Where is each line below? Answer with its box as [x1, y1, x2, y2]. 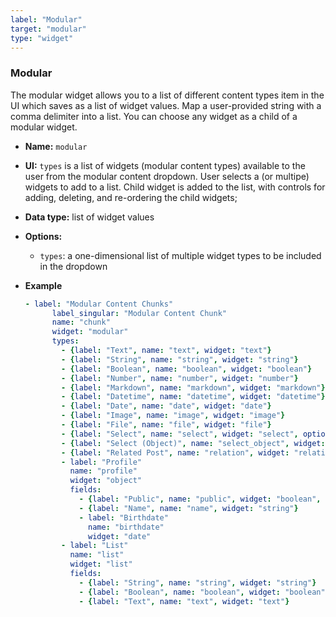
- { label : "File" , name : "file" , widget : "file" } [61, 420, 272, 430]
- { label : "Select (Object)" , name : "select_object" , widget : [61, 438, 326, 448]
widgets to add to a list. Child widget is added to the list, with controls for [24, 181, 326, 193]
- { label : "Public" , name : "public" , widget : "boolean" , [78, 494, 322, 505]
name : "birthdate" [88, 522, 165, 532]
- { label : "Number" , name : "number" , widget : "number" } [61, 373, 299, 383]
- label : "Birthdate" [78, 512, 169, 523]
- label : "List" [61, 541, 129, 551]
